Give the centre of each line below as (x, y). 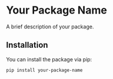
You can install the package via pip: (49, 59)
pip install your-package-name (44, 70)
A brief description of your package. (50, 27)
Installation (27, 45)
